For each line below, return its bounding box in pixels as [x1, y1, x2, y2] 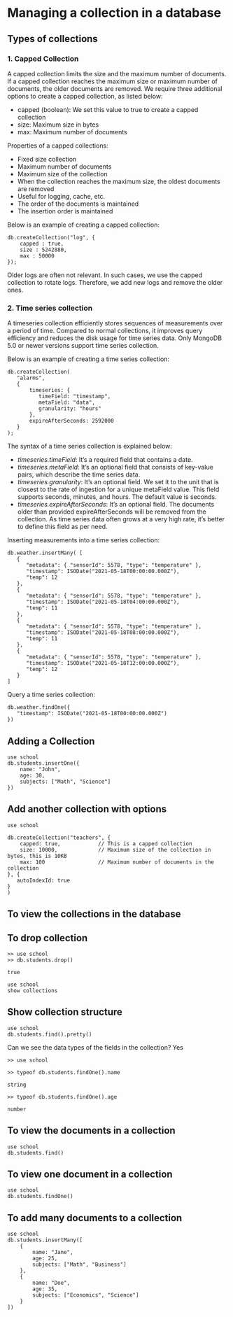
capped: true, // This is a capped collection [20, 840, 192, 847]
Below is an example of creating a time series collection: [7, 355, 170, 363]
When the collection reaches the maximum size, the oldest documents [17, 177, 220, 185]
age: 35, [32, 1286, 58, 1293]
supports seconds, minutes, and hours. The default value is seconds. [17, 493, 217, 501]
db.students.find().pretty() [7, 1031, 92, 1038]
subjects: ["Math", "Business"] [32, 1261, 127, 1268]
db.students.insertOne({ [7, 759, 80, 767]
